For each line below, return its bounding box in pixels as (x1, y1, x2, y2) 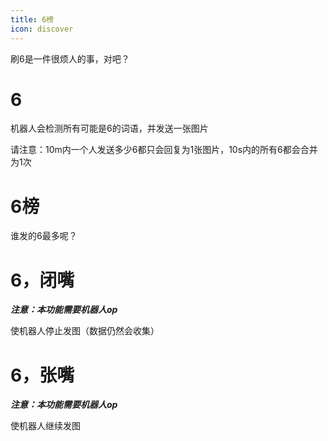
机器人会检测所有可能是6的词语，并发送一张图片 (10, 122, 209, 135)
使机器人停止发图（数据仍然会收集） (10, 325, 160, 337)
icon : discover (10, 24, 74, 34)
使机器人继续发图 (10, 420, 81, 432)
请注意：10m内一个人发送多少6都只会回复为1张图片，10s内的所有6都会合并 (10, 144, 318, 156)
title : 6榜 (10, 14, 55, 25)
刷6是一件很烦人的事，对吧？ (10, 52, 130, 65)
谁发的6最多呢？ (10, 230, 78, 242)
